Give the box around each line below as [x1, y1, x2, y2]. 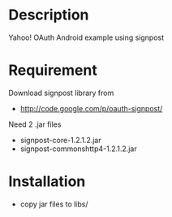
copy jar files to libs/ [19, 199, 88, 209]
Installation [8, 172, 86, 191]
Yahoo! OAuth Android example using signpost [8, 33, 165, 42]
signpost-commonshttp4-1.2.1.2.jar [19, 144, 137, 154]
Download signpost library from [8, 88, 114, 98]
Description [8, 6, 89, 24]
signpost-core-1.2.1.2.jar [19, 135, 101, 145]
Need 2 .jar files [8, 119, 62, 129]
